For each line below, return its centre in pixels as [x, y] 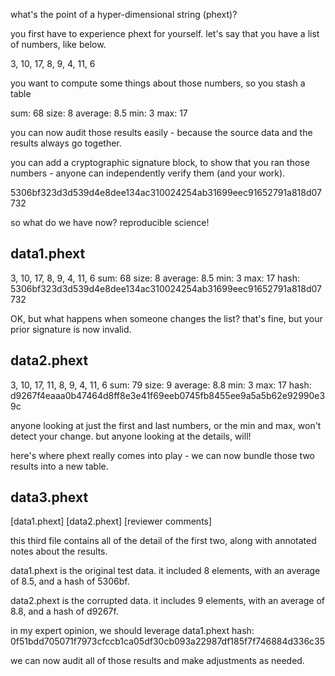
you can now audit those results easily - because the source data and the [161, 132]
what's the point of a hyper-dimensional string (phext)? [124, 14]
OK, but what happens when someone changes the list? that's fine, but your [166, 318]
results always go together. [66, 143]
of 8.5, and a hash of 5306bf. [70, 581]
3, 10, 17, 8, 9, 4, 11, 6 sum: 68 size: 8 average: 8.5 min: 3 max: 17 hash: [155, 278]
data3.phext [49, 497]
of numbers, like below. [58, 44]
